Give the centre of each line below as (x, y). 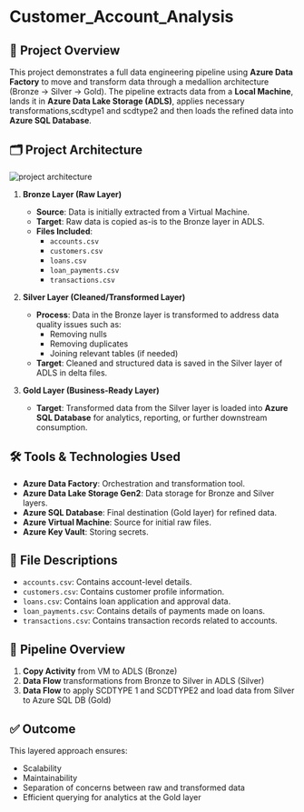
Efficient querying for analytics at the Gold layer (112, 797)
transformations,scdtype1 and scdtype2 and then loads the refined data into (152, 110)
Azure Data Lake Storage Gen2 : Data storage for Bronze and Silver (148, 493)
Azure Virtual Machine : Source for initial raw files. (117, 522)
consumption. (62, 427)
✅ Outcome (43, 729)
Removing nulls (78, 334)
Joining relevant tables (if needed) (114, 353)
